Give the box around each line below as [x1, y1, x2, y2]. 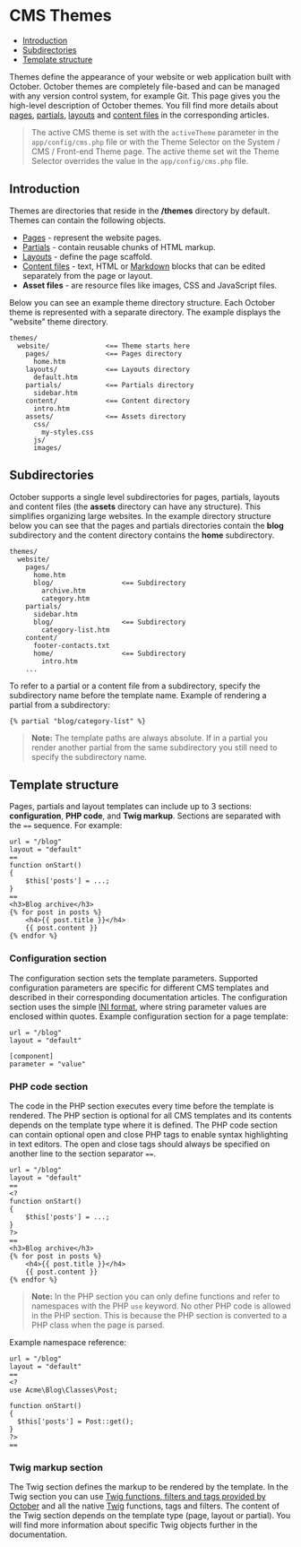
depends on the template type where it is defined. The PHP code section [9, 1119, 278, 1130]
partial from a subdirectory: [9, 699, 110, 710]
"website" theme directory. [9, 315, 109, 327]
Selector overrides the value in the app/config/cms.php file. [30, 155, 249, 166]
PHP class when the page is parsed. [30, 1319, 166, 1330]
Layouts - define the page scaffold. [21, 251, 152, 262]
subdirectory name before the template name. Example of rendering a [9, 689, 267, 700]
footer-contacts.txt [32, 641, 110, 650]
